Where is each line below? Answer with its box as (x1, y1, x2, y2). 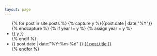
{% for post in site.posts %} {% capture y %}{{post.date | (11, 20, 126, 26)
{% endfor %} (11, 46, 40, 52)
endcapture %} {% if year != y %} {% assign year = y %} (18, 25, 132, 31)
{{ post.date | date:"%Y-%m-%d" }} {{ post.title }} (11, 41, 112, 46)
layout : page (4, 7, 31, 12)
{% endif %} (11, 36, 37, 42)
